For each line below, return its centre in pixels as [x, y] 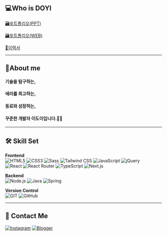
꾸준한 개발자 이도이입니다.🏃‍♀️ [34, 118]
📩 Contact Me [27, 216]
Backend [14, 176]
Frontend [15, 155]
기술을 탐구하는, [21, 81]
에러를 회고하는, [21, 94]
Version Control [22, 191]
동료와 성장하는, [21, 106]
